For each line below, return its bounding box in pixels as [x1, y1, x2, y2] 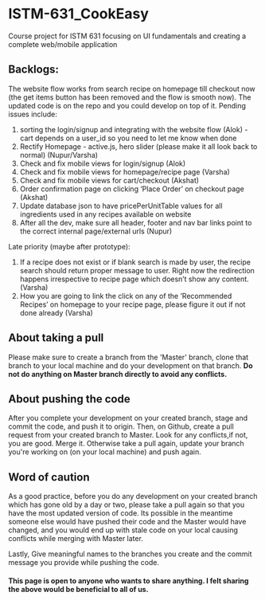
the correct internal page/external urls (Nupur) [19, 226, 173, 236]
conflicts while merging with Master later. [8, 534, 143, 543]
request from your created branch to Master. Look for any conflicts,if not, [8, 430, 248, 440]
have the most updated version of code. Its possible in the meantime [8, 508, 233, 518]
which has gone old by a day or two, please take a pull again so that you [8, 500, 245, 510]
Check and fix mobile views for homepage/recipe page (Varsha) [19, 167, 231, 176]
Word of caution [8, 470, 90, 484]
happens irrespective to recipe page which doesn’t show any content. [19, 274, 249, 284]
